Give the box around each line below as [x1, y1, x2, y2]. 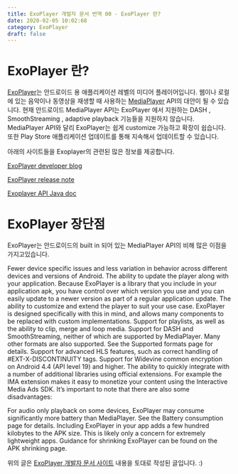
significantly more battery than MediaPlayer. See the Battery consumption [7, 414, 224, 423]
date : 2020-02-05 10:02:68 [7, 17, 87, 24]
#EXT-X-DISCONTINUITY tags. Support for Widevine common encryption [7, 355, 222, 363]
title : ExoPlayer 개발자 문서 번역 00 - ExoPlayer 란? [7, 10, 161, 18]
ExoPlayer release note [7, 176, 75, 184]
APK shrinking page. [7, 444, 67, 453]
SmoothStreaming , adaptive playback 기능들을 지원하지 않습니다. [7, 114, 195, 123]
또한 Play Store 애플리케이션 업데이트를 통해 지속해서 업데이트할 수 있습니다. [7, 132, 219, 141]
